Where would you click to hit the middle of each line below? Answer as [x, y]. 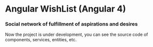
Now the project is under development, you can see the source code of [77, 34]
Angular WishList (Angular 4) [66, 9]
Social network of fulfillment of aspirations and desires [71, 24]
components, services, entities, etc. [41, 40]
